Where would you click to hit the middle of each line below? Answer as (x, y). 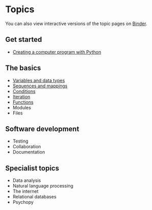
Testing (21, 141)
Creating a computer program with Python (57, 52)
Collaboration (27, 147)
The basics (23, 68)
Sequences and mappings (40, 86)
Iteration (21, 97)
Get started (24, 40)
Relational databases (35, 197)
